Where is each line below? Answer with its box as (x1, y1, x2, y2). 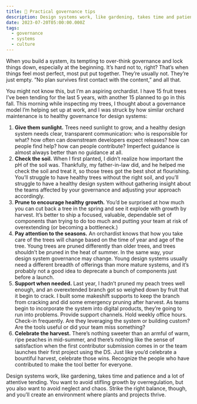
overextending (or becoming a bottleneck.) (14, 224, 118, 231)
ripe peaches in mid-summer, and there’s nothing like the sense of (14, 336, 175, 343)
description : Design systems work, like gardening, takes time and (6, 14, 175, 20)
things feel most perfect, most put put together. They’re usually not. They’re (6, 70, 189, 77)
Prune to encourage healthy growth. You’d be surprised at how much (14, 198, 185, 206)
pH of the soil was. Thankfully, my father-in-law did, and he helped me (14, 161, 185, 168)
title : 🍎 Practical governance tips (6, 8, 96, 15)
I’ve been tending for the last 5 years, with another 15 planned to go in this (6, 93, 185, 100)
